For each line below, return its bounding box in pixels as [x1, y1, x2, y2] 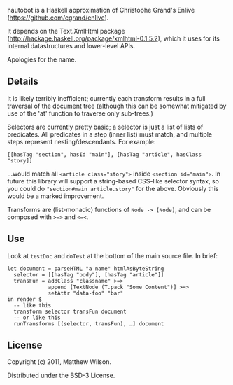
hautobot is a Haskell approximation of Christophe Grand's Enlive [7, 6, 195, 14]
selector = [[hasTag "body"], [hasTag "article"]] [13, 271, 164, 279]
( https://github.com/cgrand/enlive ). [7, 13, 109, 22]
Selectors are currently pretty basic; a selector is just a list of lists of [7, 122, 204, 131]
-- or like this [13, 314, 61, 321]
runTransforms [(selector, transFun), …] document [13, 320, 164, 328]
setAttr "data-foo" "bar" [48, 290, 124, 297]
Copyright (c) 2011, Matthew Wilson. [7, 358, 112, 366]
